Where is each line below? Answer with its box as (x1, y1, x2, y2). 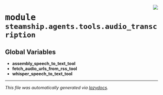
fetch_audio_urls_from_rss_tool (12, 66, 78, 71)
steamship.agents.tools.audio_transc (5, 22, 158, 31)
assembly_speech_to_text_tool (12, 61, 76, 66)
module (5, 12, 36, 23)
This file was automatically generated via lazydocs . (5, 85, 109, 90)
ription (5, 30, 36, 40)
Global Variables (5, 48, 56, 56)
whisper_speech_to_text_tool (12, 71, 73, 77)
